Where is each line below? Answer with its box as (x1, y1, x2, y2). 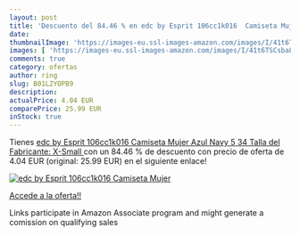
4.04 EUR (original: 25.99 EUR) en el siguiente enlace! (9, 156, 207, 167)
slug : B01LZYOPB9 (9, 79, 74, 88)
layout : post (9, 12, 58, 22)
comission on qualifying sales (9, 217, 119, 228)
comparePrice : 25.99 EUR (9, 104, 102, 113)
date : (9, 29, 29, 38)
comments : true (9, 54, 66, 63)
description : (9, 87, 58, 96)
